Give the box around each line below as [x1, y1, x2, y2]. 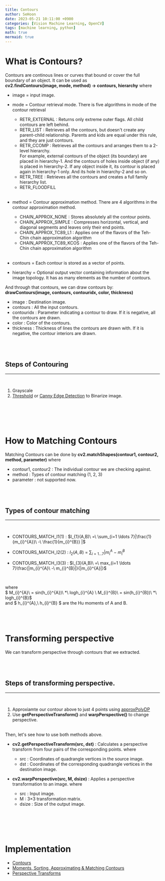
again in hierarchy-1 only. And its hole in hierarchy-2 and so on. [19, 168, 147, 175]
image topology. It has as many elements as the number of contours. [12, 274, 151, 280]
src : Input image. [19, 790, 55, 796]
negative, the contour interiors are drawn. [12, 330, 97, 336]
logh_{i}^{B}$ [5, 595, 32, 601]
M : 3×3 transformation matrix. [19, 795, 82, 802]
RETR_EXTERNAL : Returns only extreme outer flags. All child [19, 116, 143, 122]
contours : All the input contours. [12, 304, 79, 310]
